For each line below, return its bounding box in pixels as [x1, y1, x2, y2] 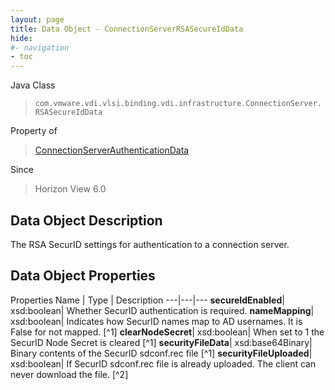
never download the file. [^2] [10, 368, 129, 380]
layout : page [10, 14, 65, 25]
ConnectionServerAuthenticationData [34, 144, 190, 156]
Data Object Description [10, 212, 163, 229]
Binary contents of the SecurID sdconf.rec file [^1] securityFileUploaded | [10, 347, 313, 359]
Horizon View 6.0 [34, 183, 107, 195]
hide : [10, 33, 33, 43]
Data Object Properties [10, 267, 156, 285]
